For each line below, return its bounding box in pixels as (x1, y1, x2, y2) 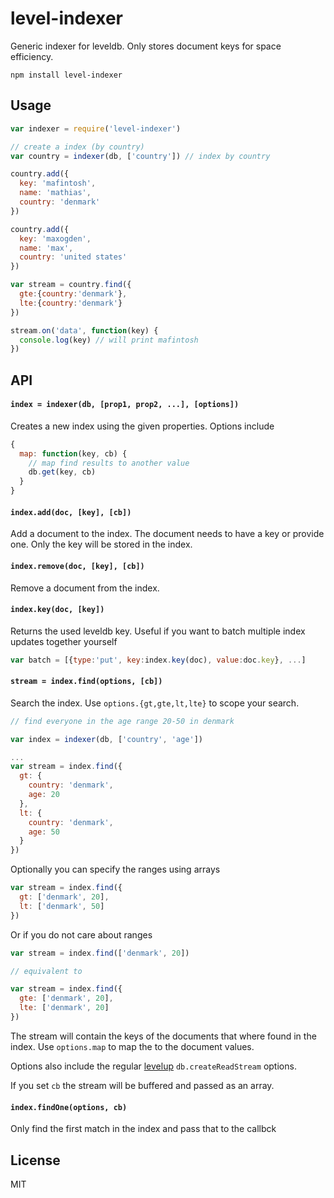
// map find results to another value (28, 458, 190, 468)
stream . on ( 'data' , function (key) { (10, 325, 159, 336)
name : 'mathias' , (19, 188, 92, 198)
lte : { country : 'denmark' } (19, 298, 123, 308)
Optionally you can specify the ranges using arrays (10, 863, 221, 876)
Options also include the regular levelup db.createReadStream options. (10, 1060, 297, 1072)
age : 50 (28, 827, 60, 837)
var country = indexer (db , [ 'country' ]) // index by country (10, 151, 271, 161)
